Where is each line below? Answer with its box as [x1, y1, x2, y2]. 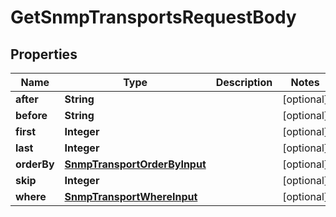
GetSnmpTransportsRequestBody [10, 6, 297, 29]
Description [215, 76, 273, 89]
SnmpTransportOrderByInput [64, 157, 207, 171]
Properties [10, 46, 78, 63]
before [15, 109, 48, 122]
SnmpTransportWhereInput [64, 190, 198, 203]
